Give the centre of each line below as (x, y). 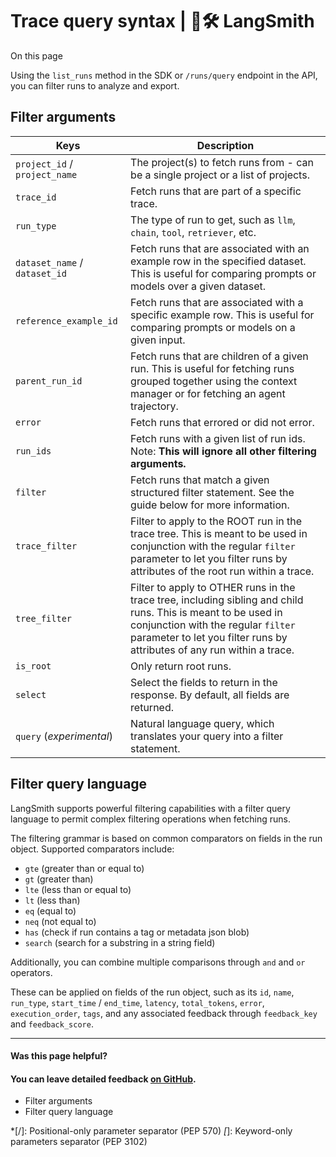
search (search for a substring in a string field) (120, 942)
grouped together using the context (214, 381)
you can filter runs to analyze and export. (95, 85)
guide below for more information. (210, 505)
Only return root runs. (181, 666)
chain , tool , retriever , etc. (193, 232)
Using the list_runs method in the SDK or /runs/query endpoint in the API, (164, 75)
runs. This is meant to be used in (206, 612)
